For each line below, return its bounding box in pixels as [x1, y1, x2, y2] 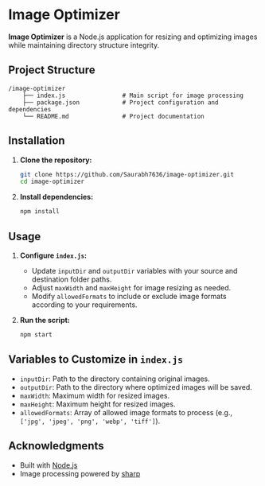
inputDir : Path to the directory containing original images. [19, 374, 211, 383]
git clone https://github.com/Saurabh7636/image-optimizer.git [19, 170, 235, 178]
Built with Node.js [19, 460, 78, 470]
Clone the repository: [19, 155, 92, 165]
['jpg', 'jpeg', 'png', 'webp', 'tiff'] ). [19, 416, 161, 426]
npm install [19, 208, 60, 216]
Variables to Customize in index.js [8, 352, 184, 367]
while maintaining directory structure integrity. [8, 40, 160, 49]
